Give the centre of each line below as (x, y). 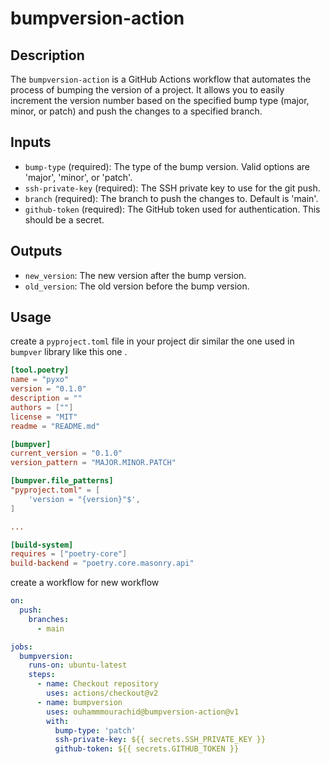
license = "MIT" (44, 417)
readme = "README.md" (55, 426)
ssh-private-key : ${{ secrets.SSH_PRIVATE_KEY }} (160, 740)
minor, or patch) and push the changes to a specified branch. (136, 111)
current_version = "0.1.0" (66, 453)
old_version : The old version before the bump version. (137, 286)
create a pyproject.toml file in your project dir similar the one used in (152, 341)
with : (58, 721)
